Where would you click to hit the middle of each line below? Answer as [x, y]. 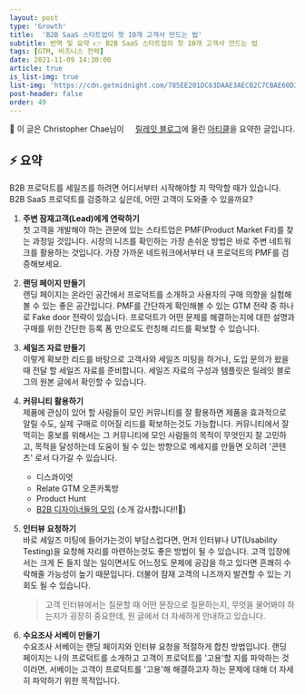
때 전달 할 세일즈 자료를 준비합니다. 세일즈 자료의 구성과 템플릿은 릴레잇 [148, 371]
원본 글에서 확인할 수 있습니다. [93, 382]
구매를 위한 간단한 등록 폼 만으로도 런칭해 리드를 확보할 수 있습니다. [141, 328]
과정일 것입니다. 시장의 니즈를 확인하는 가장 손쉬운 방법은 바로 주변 [150, 241]
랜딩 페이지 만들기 [54, 283]
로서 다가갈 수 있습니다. [76, 458]
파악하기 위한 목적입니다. [76, 680]
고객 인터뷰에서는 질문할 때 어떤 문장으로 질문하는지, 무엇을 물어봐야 [165, 605]
